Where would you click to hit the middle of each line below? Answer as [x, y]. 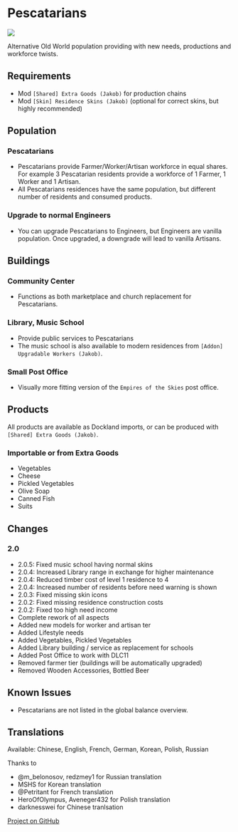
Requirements [39, 76]
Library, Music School [46, 323]
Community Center [41, 281]
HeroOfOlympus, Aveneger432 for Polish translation [94, 800]
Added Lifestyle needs [50, 633]
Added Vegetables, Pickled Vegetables [75, 640]
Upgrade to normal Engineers [59, 215]
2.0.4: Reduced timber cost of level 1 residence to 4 [93, 579]
